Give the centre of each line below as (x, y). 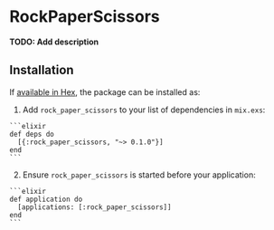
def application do (46, 199)
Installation (42, 70)
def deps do (32, 134)
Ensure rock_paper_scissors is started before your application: (139, 175)
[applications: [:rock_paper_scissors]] (94, 207)
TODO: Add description (54, 42)
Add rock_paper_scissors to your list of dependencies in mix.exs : (144, 110)
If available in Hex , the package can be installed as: (105, 91)
